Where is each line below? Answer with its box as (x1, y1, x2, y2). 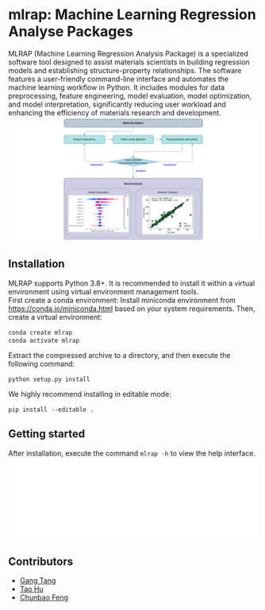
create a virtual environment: (8, 312, 102, 321)
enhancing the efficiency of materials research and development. (8, 107, 221, 117)
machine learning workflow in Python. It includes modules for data (8, 82, 225, 92)
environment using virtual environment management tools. (8, 286, 199, 296)
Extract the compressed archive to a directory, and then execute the (8, 350, 231, 359)
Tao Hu (19, 585, 44, 594)
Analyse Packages (8, 22, 133, 41)
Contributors (8, 554, 74, 568)
